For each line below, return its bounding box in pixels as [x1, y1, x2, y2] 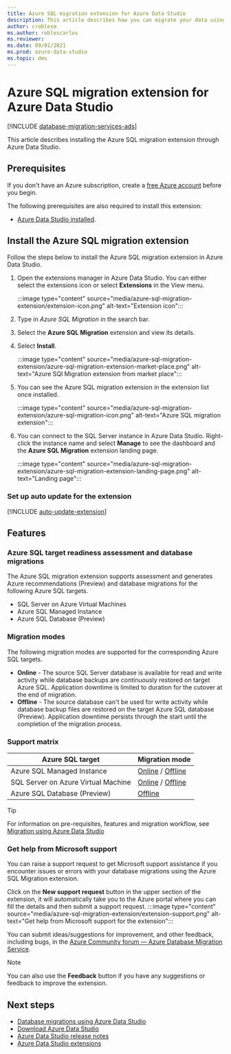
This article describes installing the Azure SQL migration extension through [7, 135, 220, 143]
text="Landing [16, 475, 58, 483]
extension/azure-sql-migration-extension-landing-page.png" [16, 467, 190, 475]
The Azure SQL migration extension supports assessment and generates [7, 572, 213, 581]
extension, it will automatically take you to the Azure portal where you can [7, 895, 217, 903]
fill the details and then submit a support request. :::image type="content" [7, 902, 217, 911]
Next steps [7, 999, 55, 1011]
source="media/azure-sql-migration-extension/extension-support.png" [7, 910, 210, 918]
